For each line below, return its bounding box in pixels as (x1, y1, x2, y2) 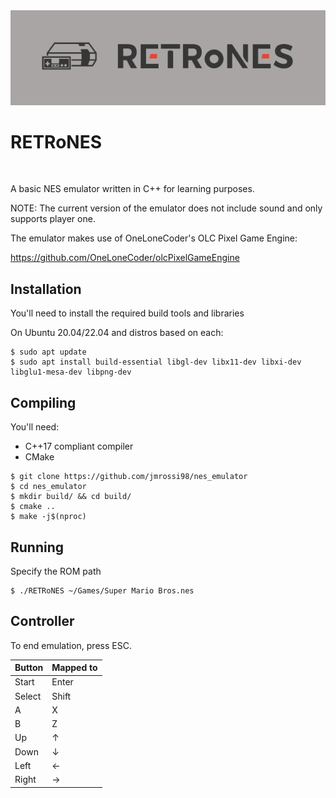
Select (14, 690, 42, 702)
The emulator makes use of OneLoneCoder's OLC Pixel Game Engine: (10, 232, 298, 244)
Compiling (10, 394, 77, 411)
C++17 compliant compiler (24, 440, 134, 453)
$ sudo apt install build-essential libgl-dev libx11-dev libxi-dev (10, 357, 302, 368)
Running (10, 539, 65, 556)
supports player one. (10, 213, 96, 225)
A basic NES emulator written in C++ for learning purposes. (10, 183, 255, 195)
